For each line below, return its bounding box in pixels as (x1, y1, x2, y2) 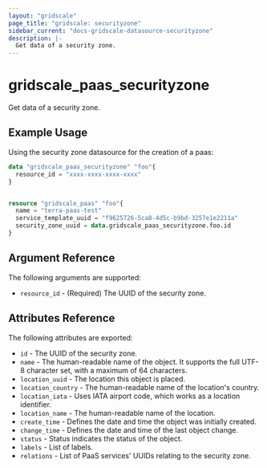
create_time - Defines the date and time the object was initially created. (19, 417, 257, 426)
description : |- (8, 34, 63, 43)
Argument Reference (8, 251, 115, 265)
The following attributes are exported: (8, 332, 133, 342)
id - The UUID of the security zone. (19, 348, 138, 358)
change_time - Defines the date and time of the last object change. (19, 425, 239, 434)
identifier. (19, 399, 52, 409)
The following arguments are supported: (8, 272, 142, 282)
